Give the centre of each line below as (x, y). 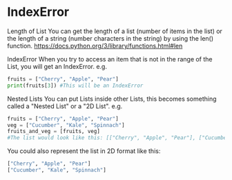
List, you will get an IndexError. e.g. (57, 66)
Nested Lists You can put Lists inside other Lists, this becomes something (112, 99)
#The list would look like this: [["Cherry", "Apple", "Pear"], (101, 138)
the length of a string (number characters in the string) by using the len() (110, 38)
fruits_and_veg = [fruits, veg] (54, 132)
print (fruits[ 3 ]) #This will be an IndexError (75, 86)
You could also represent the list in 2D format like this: (84, 151)
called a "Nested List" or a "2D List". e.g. (65, 106)
